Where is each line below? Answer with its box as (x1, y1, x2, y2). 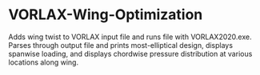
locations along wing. (8, 57, 78, 67)
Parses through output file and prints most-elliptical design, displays (8, 40, 234, 49)
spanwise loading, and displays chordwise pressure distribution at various (8, 49, 253, 58)
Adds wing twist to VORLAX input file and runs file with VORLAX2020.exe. (8, 32, 252, 41)
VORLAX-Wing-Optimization (8, 6, 203, 24)
